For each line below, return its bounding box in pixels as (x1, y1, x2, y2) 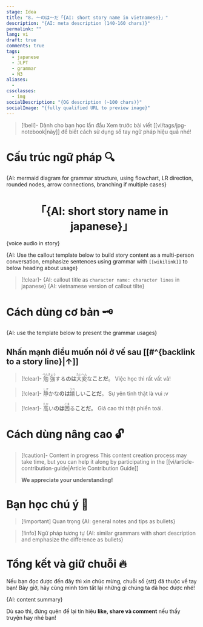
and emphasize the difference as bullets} (21, 536, 124, 543)
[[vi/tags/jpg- (153, 121, 187, 129)
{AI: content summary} (6, 595, 63, 603)
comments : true (6, 43, 45, 49)
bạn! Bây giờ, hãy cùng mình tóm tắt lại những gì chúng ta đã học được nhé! (6, 584, 195, 591)
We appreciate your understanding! (21, 476, 113, 484)
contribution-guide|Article (21, 465, 87, 472)
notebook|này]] (21, 128, 60, 135)
